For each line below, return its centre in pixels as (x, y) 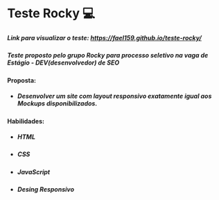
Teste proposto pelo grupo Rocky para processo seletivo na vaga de (108, 56)
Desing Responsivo (46, 190)
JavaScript (34, 172)
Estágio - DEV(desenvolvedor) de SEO (63, 62)
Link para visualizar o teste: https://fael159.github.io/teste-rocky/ (105, 37)
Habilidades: (26, 121)
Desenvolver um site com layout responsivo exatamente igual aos (114, 96)
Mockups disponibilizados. (57, 103)
